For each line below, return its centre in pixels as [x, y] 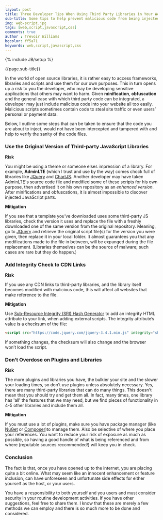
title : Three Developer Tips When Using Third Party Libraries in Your [79, 14]
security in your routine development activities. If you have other [70, 498]
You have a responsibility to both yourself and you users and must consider [81, 493]
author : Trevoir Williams [32, 37]
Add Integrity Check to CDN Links [45, 265]
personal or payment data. [32, 114]
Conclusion [19, 457]
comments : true [20, 32]
